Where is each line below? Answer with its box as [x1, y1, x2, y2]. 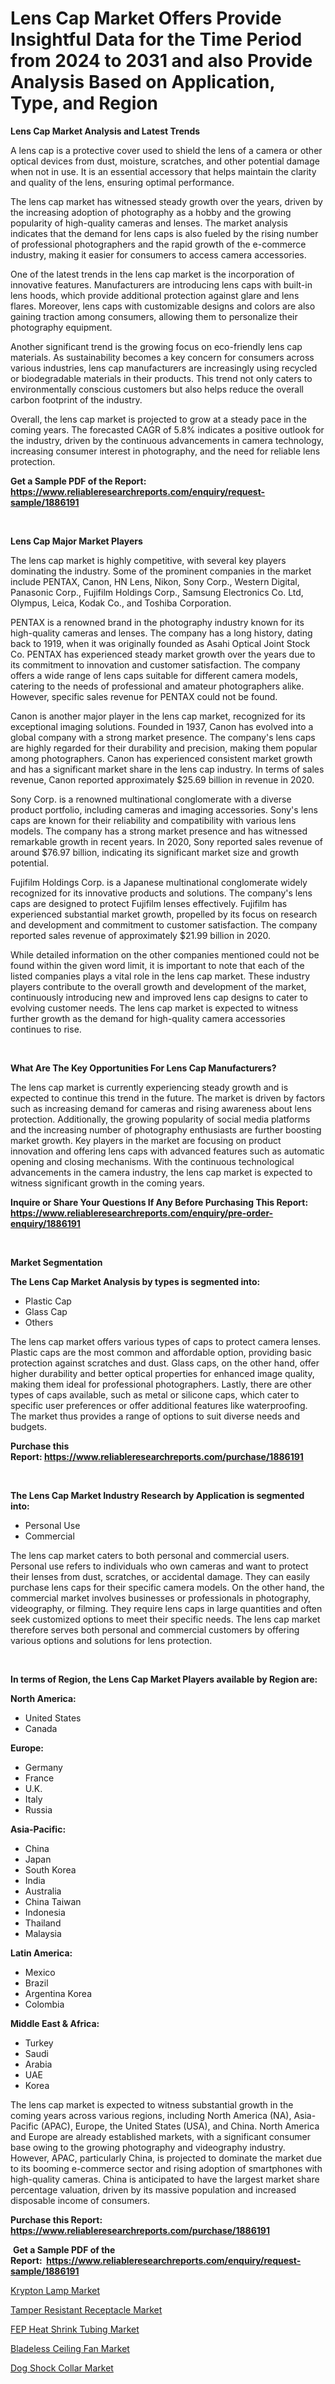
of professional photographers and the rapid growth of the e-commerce [10, 238, 307, 250]
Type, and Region [10, 92, 158, 115]
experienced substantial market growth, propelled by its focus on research [10, 908, 318, 920]
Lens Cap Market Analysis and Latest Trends [10, 125, 201, 137]
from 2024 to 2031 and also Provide [10, 50, 313, 72]
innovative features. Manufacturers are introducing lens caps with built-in [10, 278, 313, 291]
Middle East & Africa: [10, 2017, 100, 2029]
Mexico [24, 1966, 56, 1978]
